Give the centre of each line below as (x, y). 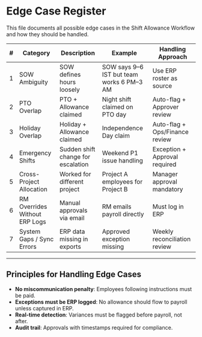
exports (70, 246)
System (30, 231)
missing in (74, 239)
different (72, 181)
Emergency (35, 153)
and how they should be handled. (47, 34)
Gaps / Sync (36, 239)
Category (36, 53)
